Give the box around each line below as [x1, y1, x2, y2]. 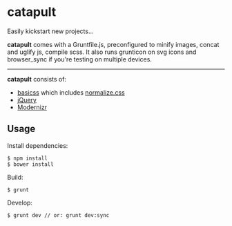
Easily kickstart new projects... [7, 27, 95, 35]
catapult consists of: [7, 75, 67, 83]
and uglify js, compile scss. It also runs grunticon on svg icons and [7, 48, 197, 56]
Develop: [7, 198, 33, 207]
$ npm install [7, 155, 48, 162]
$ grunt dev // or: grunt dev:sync [7, 211, 110, 218]
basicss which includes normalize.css [17, 88, 126, 97]
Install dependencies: [7, 141, 68, 149]
